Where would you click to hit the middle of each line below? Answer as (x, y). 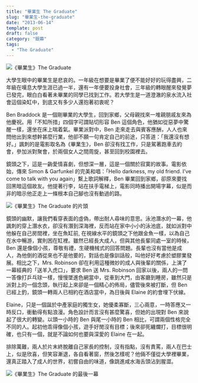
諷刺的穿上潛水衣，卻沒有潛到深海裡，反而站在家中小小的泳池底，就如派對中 (99, 226)
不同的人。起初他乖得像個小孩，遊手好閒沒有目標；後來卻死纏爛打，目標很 (96, 326)
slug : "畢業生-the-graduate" (41, 17)
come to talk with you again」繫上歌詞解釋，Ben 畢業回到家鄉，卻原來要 (94, 179)
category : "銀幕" (27, 39)
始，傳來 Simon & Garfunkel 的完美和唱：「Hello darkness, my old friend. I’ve (99, 171)
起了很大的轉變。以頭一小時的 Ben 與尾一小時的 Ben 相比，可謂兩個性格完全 (98, 319)
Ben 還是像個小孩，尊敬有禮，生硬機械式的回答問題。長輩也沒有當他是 (92, 247)
